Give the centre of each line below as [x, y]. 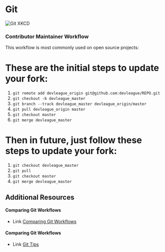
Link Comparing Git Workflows [45, 221]
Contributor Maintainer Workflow [47, 37]
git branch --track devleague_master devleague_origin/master [79, 104]
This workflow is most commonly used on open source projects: [72, 48]
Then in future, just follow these [74, 140]
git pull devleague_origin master [49, 110]
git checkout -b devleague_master [49, 99]
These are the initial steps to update [82, 68]
